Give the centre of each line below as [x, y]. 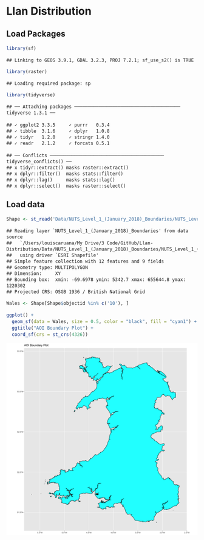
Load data [25, 204]
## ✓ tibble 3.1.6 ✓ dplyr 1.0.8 [58, 131]
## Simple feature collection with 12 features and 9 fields [85, 261]
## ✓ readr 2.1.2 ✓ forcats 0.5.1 [58, 143]
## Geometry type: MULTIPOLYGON [47, 268]
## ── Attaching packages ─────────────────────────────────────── [93, 107]
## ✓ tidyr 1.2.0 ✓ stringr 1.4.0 [58, 137]
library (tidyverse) [31, 95]
